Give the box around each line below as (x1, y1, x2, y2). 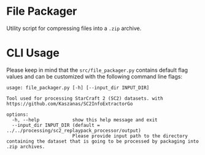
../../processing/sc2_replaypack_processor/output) (6, 127, 141, 134)
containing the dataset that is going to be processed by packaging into (6, 138, 199, 145)
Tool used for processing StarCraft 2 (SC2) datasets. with (6, 95, 164, 102)
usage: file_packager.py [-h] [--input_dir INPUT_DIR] (6, 85, 150, 91)
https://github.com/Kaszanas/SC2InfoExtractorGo (6, 100, 133, 107)
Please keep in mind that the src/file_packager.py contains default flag (6, 66, 188, 74)
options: (6, 112, 29, 118)
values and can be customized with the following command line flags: (6, 72, 183, 80)
